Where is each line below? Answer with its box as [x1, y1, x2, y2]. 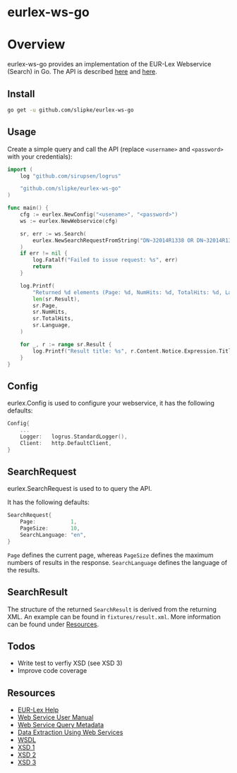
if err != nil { [20, 250, 68, 257]
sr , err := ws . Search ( [20, 230, 87, 237]
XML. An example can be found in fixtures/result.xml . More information [7, 612, 221, 621]
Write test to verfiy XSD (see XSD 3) [17, 659, 123, 667]
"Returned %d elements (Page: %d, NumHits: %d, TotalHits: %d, [32, 288, 222, 296]
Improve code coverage [17, 667, 87, 675]
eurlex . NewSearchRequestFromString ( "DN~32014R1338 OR [32, 237, 194, 244]
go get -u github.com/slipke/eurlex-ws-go [7, 106, 134, 114]
